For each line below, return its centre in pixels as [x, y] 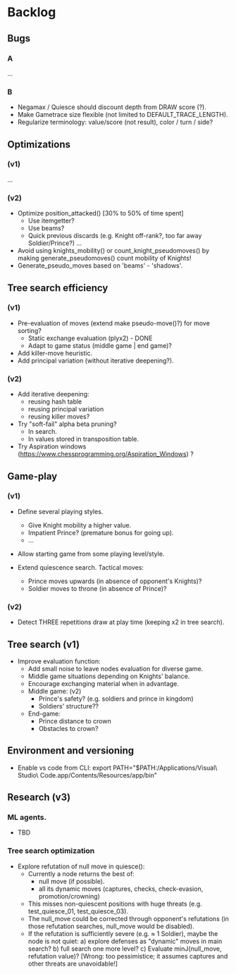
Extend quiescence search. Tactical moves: [81, 567]
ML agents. [27, 818]
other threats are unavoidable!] [73, 963]
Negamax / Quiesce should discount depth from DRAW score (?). [112, 107]
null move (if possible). [72, 881]
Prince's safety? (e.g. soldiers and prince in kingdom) [116, 699]
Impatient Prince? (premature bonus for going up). [101, 532]
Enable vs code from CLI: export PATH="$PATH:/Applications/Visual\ [117, 768]
